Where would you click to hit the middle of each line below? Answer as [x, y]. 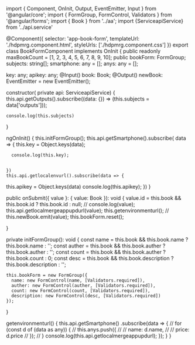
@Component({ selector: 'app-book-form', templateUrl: [73, 38]
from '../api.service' [30, 27]
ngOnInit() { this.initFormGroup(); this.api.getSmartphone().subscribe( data [96, 138]
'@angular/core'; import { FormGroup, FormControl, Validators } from [89, 15]
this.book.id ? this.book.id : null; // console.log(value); [71, 204]
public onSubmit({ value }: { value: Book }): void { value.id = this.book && [94, 198]
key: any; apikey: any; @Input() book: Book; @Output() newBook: [84, 75]
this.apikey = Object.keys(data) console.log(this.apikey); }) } [78, 187]
